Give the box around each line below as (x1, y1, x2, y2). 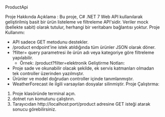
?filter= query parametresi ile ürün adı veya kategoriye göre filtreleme (12, 49, 155, 55)
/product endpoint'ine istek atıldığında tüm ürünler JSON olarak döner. (12, 44, 156, 50)
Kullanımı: (5, 30, 25, 35)
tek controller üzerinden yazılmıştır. (12, 71, 84, 76)
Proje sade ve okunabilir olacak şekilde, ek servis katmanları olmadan (12, 65, 155, 71)
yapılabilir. (12, 55, 33, 61)
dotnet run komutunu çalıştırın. (12, 96, 75, 102)
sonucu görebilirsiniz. (12, 106, 56, 112)
